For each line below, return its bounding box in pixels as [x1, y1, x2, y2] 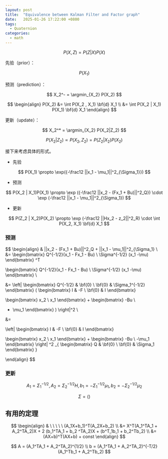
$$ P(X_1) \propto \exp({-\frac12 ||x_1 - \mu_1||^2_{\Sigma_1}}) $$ [18, 169, 151, 175]
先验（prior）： [5, 59, 35, 65]
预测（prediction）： [5, 81, 46, 87]
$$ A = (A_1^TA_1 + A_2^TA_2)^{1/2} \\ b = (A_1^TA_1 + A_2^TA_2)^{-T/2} [11, 443, 158, 449]
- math [10, 36, 24, 41]
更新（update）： [5, 117, 40, 123]
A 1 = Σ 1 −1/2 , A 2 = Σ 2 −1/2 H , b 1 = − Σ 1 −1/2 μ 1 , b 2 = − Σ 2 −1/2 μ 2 [26, 381, 142, 389]
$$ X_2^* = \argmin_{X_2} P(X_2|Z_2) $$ [42, 127, 127, 133]
